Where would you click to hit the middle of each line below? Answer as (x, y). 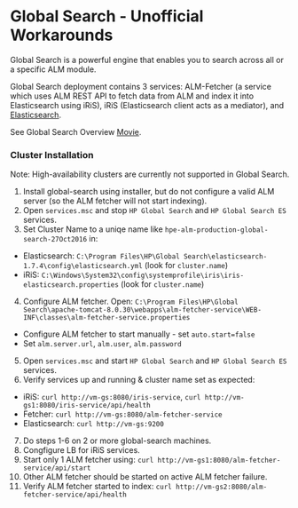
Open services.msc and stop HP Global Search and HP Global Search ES (154, 210)
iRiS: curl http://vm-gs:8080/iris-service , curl (112, 397)
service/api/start (57, 468)
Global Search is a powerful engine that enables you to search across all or (147, 60)
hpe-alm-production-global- (216, 230)
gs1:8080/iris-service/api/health (86, 406)
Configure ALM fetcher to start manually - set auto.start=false (139, 334)
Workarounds (62, 35)
